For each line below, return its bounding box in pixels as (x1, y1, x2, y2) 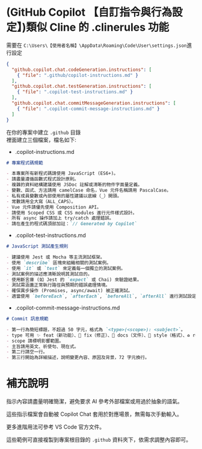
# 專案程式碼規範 (6, 160, 43, 166)
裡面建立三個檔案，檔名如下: (6, 136, 77, 143)
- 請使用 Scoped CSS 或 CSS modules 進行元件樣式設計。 (6, 210, 137, 216)
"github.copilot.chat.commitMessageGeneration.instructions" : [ (11, 100, 176, 106)
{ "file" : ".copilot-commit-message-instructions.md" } (17, 106, 161, 112)
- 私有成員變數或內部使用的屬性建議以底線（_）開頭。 (6, 193, 122, 199)
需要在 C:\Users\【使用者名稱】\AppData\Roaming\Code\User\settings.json (6, 41, 187, 49)
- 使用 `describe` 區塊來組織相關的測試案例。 (6, 260, 111, 266)
